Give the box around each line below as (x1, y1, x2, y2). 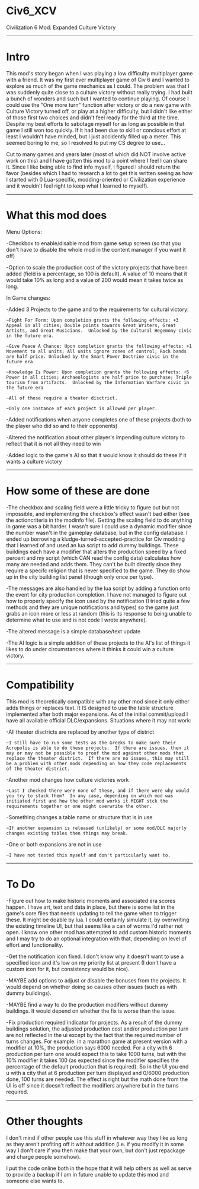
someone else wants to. (6, 1177, 65, 1184)
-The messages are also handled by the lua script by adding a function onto (6, 585, 191, 592)
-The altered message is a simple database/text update (6, 627, 141, 635)
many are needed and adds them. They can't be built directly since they (6, 560, 182, 567)
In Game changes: (6, 294, 51, 301)
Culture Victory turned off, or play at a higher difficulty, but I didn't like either (6, 107, 192, 115)
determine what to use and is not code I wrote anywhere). (6, 616, 147, 623)
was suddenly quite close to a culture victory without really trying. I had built (6, 88, 192, 96)
